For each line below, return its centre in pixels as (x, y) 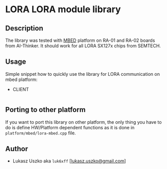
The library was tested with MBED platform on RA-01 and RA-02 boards (80, 40)
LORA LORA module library (63, 9)
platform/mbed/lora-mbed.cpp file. (41, 133)
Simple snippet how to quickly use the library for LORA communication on (83, 74)
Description (24, 28)
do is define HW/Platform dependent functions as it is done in (70, 127)
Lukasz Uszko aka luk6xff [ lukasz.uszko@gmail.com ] (69, 161)
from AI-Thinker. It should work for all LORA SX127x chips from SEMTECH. (83, 46)
